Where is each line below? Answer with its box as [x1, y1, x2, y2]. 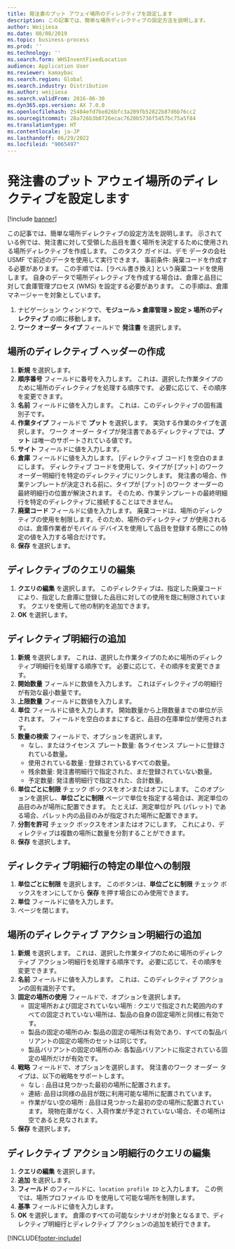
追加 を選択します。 [17, 1175, 75, 1184]
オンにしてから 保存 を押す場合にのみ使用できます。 [41, 888, 193, 897]
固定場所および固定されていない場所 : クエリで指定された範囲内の [27, 1002, 218, 1010]
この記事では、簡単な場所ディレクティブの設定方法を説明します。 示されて [7, 229, 223, 238]
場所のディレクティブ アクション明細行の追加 [7, 928, 202, 940]
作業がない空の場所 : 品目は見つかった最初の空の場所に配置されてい [27, 1098, 224, 1107]
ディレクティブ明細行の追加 [7, 633, 126, 645]
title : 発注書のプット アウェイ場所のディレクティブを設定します [7, 10, 173, 18]
